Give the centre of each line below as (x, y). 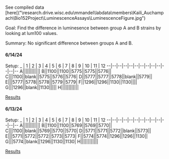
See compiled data (25, 7)
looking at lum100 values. (32, 33)
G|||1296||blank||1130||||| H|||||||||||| (42, 88)
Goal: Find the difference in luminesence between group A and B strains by (83, 28)
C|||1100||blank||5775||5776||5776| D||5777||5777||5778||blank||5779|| (79, 77)
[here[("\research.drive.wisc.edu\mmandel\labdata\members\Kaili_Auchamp (84, 13)
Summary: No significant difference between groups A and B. (69, 43)
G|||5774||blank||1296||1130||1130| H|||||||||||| (52, 142)
